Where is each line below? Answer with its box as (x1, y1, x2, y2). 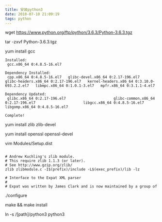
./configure (5, 193, 28, 199)
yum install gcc (5, 48, 35, 54)
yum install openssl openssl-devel (5, 131, 73, 137)
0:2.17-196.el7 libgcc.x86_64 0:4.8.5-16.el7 (5, 100, 145, 105)
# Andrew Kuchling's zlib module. (5, 154, 75, 159)
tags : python (5, 16, 32, 21)
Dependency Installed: (5, 71, 51, 75)
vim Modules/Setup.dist (5, 141, 52, 147)
